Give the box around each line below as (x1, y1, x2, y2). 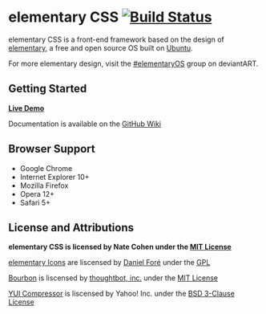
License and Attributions (8, 221, 135, 234)
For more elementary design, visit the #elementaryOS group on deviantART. (8, 59, 259, 68)
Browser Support (8, 142, 96, 156)
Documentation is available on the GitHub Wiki (8, 119, 162, 128)
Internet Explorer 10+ (19, 172, 90, 181)
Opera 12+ (19, 189, 54, 198)
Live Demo (8, 103, 45, 112)
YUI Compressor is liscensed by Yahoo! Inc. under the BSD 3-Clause (8, 289, 235, 299)
